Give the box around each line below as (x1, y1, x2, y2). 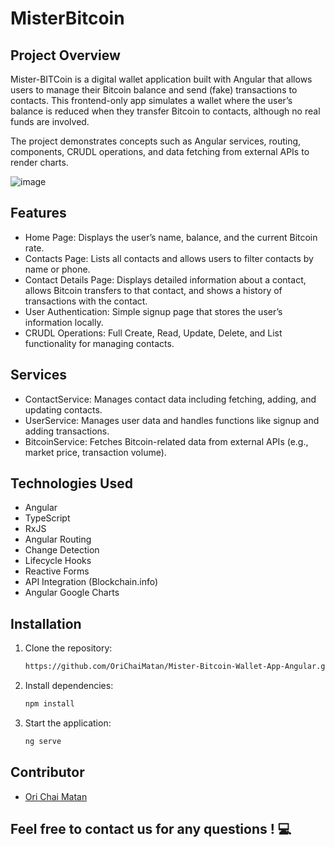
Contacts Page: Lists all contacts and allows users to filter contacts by (24, 252, 314, 264)
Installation (10, 615, 82, 632)
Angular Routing (24, 533, 92, 546)
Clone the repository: (24, 642, 113, 654)
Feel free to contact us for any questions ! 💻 (10, 821, 292, 838)
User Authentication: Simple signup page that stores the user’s (24, 305, 283, 317)
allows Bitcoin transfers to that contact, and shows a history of (24, 284, 283, 296)
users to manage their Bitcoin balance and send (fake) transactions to (10, 84, 298, 96)
